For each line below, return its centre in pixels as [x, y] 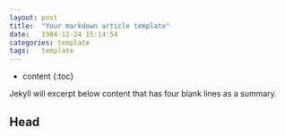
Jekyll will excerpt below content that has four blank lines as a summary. [143, 94]
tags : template [42, 51]
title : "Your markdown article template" [90, 26]
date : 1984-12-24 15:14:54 [64, 34]
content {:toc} [48, 76]
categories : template [50, 42]
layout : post [34, 17]
